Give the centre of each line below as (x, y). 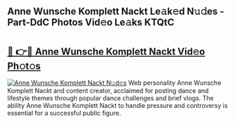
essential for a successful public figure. (64, 113)
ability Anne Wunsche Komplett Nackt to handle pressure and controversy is (117, 105)
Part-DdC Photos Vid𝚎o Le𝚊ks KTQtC (91, 23)
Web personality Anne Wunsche (175, 83)
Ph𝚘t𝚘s (24, 66)
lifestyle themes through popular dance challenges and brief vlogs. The (110, 98)
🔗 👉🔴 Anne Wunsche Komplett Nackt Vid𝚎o (106, 51)
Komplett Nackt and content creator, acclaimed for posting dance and (108, 91)
